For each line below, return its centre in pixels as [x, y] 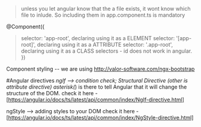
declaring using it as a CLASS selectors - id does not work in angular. [106, 51]
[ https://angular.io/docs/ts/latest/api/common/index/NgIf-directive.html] [95, 99]
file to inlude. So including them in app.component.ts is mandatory [103, 15]
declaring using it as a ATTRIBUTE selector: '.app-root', [105, 45]
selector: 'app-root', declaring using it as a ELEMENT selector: [98, 38]
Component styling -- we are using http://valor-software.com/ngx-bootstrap [100, 69]
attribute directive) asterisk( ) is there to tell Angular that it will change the [97, 87]
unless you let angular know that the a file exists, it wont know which [106, 9]
